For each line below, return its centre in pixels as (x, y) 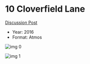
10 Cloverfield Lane (45, 9)
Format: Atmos (27, 37)
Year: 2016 (23, 32)
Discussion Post (21, 22)
